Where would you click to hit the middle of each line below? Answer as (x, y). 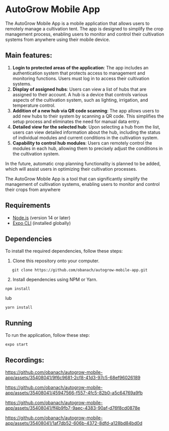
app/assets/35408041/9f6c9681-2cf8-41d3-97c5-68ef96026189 (73, 378)
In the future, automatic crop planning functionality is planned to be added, (83, 164)
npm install (18, 289)
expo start (17, 345)
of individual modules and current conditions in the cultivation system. (86, 137)
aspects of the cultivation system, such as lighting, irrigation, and (80, 100)
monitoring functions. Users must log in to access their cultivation (81, 78)
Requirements (28, 205)
